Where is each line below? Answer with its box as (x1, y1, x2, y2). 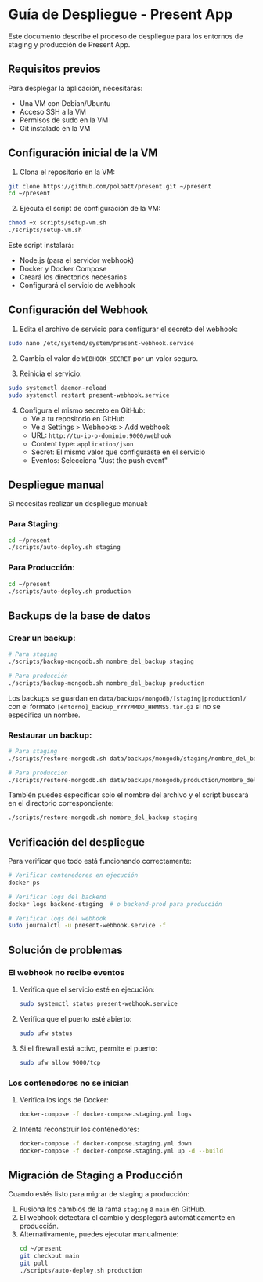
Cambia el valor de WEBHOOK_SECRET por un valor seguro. (19, 353, 199, 362)
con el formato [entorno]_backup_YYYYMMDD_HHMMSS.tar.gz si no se (8, 701, 221, 711)
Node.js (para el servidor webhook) (19, 256, 135, 265)
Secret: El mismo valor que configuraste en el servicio (31, 447, 206, 457)
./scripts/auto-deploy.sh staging (8, 544, 121, 552)
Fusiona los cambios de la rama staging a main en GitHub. (19, 1204, 206, 1214)
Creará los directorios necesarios (19, 272, 128, 282)
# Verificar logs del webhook (8, 914, 107, 923)
